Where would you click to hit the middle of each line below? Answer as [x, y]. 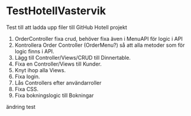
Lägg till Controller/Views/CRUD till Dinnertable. [73, 57]
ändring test [21, 107]
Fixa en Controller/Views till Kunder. [58, 64]
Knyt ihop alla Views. [40, 70]
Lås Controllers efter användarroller [58, 83]
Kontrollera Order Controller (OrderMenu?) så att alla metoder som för [100, 45]
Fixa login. [27, 76]
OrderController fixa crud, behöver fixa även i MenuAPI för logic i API [99, 38]
